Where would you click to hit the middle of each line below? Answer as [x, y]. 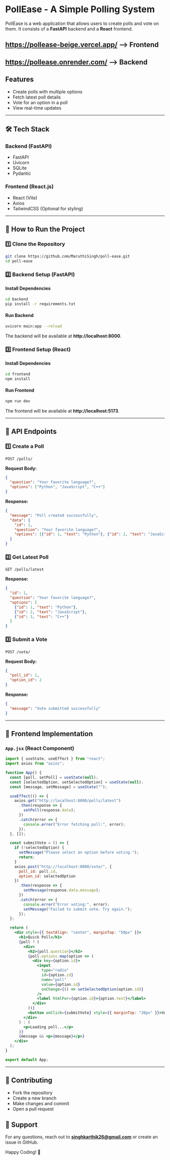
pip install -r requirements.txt [40, 304]
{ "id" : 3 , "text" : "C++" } [42, 617]
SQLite [19, 168]
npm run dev [18, 401]
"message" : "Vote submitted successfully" [55, 708]
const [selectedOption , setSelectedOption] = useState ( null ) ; [77, 782]
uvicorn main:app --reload [34, 326]
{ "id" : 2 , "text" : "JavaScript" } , [51, 612]
